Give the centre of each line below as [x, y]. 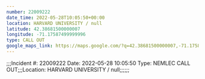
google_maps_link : [30, 46]
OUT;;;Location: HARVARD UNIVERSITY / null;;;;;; [68, 69]
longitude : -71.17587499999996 [46, 35]
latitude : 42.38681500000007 [43, 29]
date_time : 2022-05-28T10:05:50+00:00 [56, 18]
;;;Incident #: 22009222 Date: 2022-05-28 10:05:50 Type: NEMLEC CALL [99, 63]
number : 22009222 [28, 12]
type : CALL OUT [26, 40]
